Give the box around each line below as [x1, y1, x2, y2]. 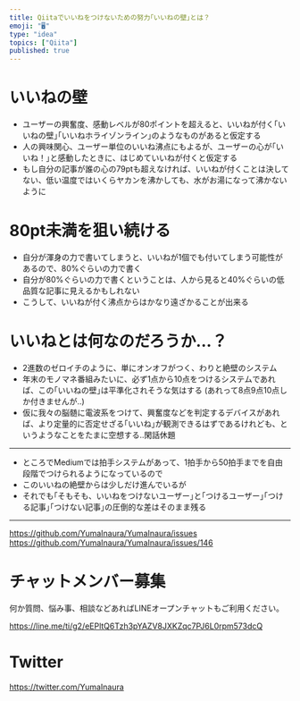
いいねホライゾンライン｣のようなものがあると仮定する [61, 131, 262, 141]
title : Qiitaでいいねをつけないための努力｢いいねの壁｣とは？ [9, 13, 211, 22]
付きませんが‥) [29, 395, 85, 407]
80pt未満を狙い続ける [9, 221, 171, 241]
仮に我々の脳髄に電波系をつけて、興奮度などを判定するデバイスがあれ [21, 407, 280, 418]
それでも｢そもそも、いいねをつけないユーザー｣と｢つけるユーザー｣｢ [21, 490, 269, 501]
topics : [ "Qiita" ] [9, 38, 78, 47]
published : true [9, 46, 70, 55]
